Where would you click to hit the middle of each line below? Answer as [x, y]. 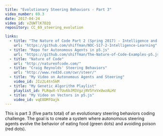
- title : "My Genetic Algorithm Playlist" [53, 86]
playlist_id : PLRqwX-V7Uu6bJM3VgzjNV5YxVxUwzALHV [65, 90]
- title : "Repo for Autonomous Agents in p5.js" [59, 50]
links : [12, 36]
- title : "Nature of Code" [37, 59]
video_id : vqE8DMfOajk [37, 100]
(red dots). [16, 129]
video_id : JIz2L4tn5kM [37, 82]
